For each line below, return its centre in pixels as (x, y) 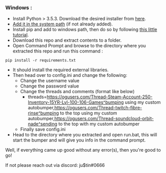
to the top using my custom (89, 113)
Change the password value (49, 86)
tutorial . (21, 35)
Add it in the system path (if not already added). (63, 24)
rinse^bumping (43, 113)
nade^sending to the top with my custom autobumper (84, 124)
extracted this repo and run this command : (58, 51)
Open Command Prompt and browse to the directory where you (79, 46)
